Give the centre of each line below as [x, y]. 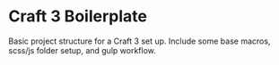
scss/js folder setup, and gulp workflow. [82, 50]
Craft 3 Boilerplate [78, 16]
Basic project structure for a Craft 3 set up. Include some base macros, [139, 41]
